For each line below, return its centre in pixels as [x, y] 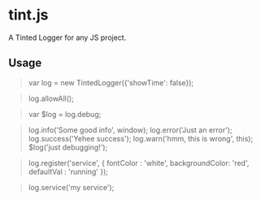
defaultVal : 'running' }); [68, 172]
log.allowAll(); [51, 98]
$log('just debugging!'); [68, 147]
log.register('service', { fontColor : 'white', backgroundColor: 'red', [139, 163]
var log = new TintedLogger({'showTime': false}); [111, 82]
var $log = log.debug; [65, 114]
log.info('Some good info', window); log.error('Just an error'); [130, 130]
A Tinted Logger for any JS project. [67, 37]
